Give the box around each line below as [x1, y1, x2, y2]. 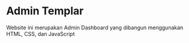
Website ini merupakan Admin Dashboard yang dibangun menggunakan [6, 24, 184, 31]
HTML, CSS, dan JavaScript [6, 30, 75, 37]
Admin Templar [6, 4, 84, 18]
